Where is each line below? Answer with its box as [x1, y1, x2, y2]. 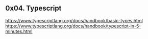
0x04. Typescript [5, 4, 62, 13]
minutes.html [5, 28, 33, 34]
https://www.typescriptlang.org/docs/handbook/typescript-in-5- [5, 23, 141, 29]
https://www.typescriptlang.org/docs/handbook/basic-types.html [5, 17, 143, 23]
